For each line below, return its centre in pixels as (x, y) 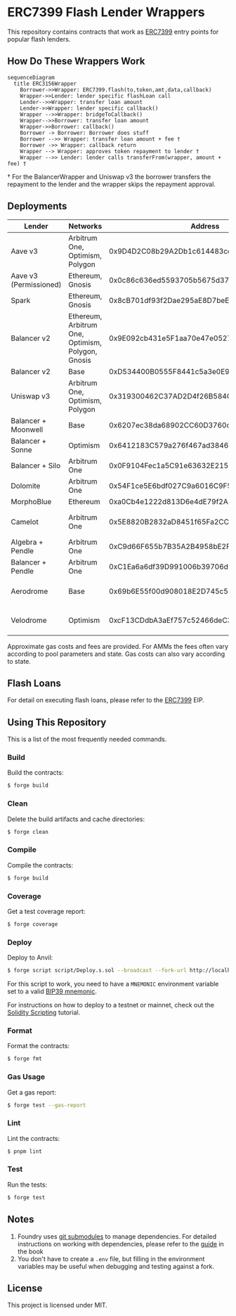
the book (30, 1251)
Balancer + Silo (36, 465)
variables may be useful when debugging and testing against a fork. (116, 1266)
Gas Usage (26, 1077)
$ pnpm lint (25, 1151)
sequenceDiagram (31, 77)
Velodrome (29, 620)
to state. (19, 661)
